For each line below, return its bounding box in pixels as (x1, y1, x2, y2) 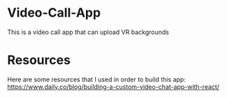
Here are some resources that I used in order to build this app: (7, 75, 186, 83)
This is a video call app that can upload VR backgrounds (7, 28, 170, 36)
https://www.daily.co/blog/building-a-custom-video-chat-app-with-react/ (7, 82, 220, 91)
